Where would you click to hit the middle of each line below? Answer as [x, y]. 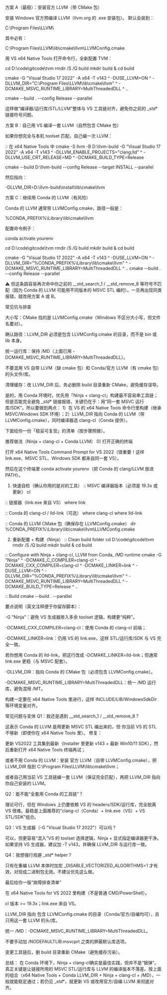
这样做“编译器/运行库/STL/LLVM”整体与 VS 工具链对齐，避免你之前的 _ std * [82, 108]
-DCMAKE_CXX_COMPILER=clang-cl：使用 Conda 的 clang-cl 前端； [76, 628]
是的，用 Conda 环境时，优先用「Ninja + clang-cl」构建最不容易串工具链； [82, 395]
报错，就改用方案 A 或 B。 [32, 296]
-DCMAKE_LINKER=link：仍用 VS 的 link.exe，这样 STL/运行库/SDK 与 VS [81, 638]
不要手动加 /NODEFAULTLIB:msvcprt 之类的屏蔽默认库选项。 [67, 941]
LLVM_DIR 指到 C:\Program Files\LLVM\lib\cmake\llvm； [63, 767]
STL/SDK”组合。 [22, 817]
